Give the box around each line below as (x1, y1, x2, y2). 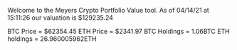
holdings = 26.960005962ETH (7, 35, 98, 43)
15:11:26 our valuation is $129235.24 (7, 13, 114, 22)
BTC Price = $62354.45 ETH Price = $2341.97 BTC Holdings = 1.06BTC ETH (7, 27, 230, 35)
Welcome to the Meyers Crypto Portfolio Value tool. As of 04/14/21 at (7, 6, 210, 14)
